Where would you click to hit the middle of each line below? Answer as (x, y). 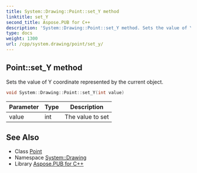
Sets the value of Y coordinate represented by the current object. (85, 82)
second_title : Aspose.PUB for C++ (48, 22)
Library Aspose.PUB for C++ (49, 164)
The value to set (87, 116)
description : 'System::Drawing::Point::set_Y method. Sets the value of (97, 28)
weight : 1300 (22, 39)
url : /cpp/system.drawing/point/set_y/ (55, 44)
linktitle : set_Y (27, 17)
